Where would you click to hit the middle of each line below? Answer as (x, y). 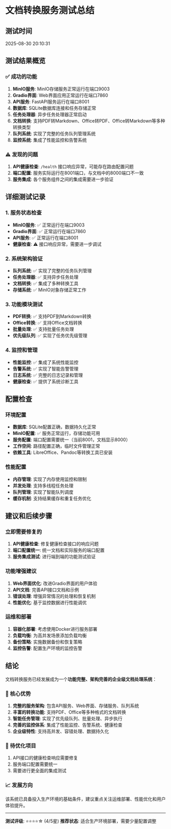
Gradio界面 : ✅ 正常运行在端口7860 (49, 231)
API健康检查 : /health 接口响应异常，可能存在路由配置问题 (73, 166)
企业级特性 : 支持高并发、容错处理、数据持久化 (61, 731)
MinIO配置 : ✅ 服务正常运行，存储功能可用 (56, 433)
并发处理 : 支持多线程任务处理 (43, 486)
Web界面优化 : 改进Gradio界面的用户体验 (55, 583)
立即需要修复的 (24, 532)
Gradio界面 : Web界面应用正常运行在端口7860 (60, 95)
